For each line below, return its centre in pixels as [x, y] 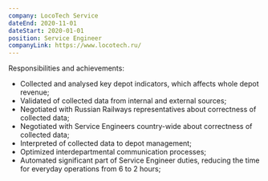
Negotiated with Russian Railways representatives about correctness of [138, 110]
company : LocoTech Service [53, 16]
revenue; [35, 92]
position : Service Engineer [55, 38]
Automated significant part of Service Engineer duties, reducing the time [140, 160]
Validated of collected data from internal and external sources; [123, 101]
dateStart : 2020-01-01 [46, 30]
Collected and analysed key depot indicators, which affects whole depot [139, 84]
